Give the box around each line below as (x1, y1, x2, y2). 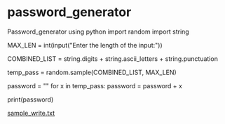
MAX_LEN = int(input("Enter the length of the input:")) (7, 41, 163, 49)
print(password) (7, 95, 54, 104)
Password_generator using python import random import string (7, 27, 189, 36)
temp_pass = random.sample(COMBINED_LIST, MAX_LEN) (7, 68, 177, 76)
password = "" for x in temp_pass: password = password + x (7, 81, 182, 90)
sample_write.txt (7, 109, 55, 117)
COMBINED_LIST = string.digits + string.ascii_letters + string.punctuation (7, 54, 219, 63)
